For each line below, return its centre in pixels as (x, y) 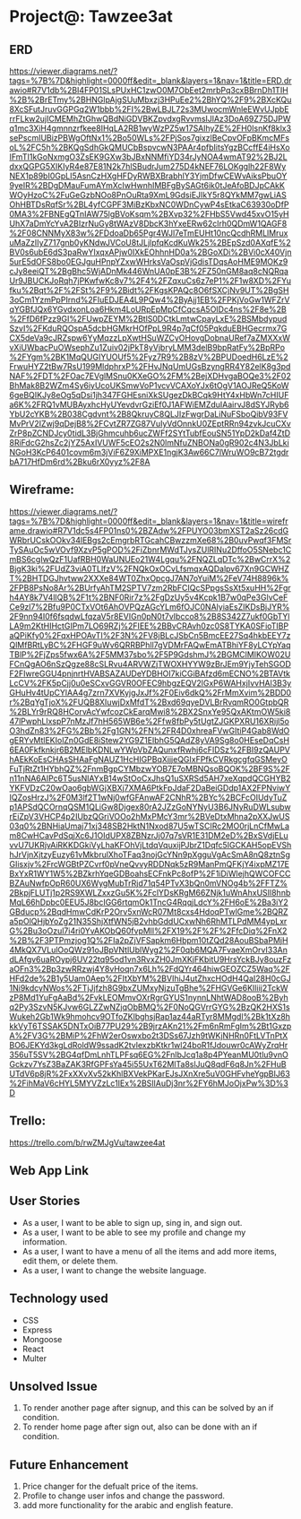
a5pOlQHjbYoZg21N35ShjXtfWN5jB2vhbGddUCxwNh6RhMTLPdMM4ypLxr (148, 921)
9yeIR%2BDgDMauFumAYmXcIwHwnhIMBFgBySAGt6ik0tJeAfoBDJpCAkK (147, 185)
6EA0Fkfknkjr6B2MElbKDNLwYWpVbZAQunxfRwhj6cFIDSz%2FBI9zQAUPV (150, 750)
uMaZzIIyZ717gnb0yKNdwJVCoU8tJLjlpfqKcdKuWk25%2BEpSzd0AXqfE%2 (150, 243)
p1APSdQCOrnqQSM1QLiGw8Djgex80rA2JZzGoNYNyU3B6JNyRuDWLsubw (150, 807)
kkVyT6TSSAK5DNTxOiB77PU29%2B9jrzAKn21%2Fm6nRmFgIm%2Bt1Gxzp (150, 1026)
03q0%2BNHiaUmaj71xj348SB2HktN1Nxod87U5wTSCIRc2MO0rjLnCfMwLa (149, 826)
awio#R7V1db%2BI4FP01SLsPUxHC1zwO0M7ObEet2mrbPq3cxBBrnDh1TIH (149, 90)
